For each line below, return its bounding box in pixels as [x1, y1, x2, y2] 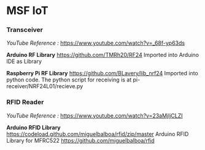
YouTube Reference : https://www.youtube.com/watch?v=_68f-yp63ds [6, 39, 185, 47]
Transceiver [6, 26, 44, 34]
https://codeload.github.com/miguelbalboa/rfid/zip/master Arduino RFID [6, 130, 189, 138]
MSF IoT [6, 4, 49, 18]
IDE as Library [6, 58, 42, 65]
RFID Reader [6, 98, 44, 107]
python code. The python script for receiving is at [6, 76, 132, 83]
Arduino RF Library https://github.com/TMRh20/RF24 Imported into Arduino [6, 51, 199, 59]
